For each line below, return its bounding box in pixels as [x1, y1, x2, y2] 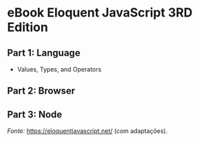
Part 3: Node [7, 108, 63, 120]
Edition [7, 19, 48, 35]
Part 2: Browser [7, 85, 76, 97]
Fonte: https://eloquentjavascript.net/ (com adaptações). [7, 127, 168, 135]
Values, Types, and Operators [17, 65, 102, 73]
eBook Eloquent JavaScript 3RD [7, 5, 193, 21]
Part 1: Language [7, 47, 81, 59]
